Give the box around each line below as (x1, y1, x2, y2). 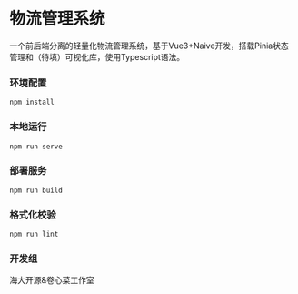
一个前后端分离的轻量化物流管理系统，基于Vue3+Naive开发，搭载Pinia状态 (9, 40, 289, 51)
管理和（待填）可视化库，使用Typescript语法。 (9, 51, 185, 62)
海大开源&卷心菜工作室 (9, 275, 95, 286)
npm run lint (9, 229, 59, 239)
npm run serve (9, 142, 64, 151)
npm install (9, 97, 55, 107)
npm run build (9, 186, 64, 195)
